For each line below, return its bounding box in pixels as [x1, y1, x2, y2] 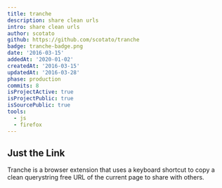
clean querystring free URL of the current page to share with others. [7, 173, 205, 182]
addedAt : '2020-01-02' [7, 56, 74, 63]
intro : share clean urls [7, 23, 80, 30]
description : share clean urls [7, 17, 99, 24]
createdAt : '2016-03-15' [7, 62, 80, 69]
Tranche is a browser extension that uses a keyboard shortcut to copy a [7, 166, 216, 174]
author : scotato [7, 29, 55, 37]
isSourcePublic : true [7, 102, 71, 109]
